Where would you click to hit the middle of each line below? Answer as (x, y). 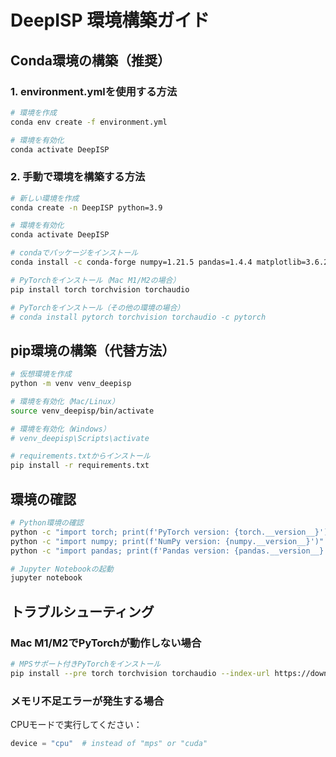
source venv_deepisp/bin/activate (82, 411)
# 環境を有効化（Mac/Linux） (65, 401)
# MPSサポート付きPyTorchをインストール (86, 664)
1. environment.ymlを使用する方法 (94, 91)
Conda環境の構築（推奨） (90, 60)
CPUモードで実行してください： (76, 725)
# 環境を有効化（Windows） (60, 429)
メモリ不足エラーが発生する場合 (87, 701)
